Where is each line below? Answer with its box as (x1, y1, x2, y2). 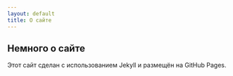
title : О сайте (7, 17, 52, 24)
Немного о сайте (7, 43, 86, 54)
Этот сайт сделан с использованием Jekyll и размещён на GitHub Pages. (7, 61, 227, 70)
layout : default (7, 10, 55, 17)
